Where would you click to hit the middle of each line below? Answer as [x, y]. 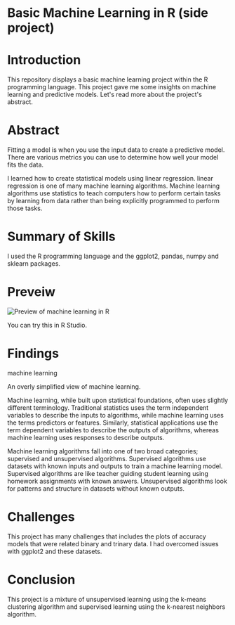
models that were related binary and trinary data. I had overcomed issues [113, 543]
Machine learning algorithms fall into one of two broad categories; [103, 451]
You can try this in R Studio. [47, 325]
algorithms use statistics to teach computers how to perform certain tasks [114, 193]
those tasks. [25, 208]
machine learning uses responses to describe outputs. [86, 437]
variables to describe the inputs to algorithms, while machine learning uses [116, 415]
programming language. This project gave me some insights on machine [112, 87]
